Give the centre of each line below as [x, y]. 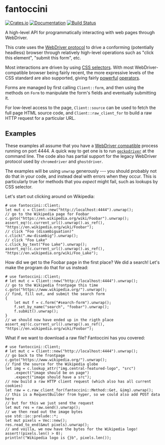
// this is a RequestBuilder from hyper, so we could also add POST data [83, 395]
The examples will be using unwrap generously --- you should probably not [81, 171]
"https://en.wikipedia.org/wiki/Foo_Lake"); [52, 253]
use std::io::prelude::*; [32, 416]
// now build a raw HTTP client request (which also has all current [78, 381]
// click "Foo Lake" [26, 240]
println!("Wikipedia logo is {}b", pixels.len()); [58, 438]
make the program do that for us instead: [47, 267]
